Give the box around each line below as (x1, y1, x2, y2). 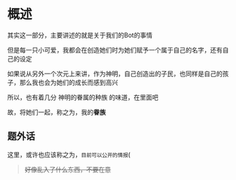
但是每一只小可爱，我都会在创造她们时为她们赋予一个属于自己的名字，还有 (7, 46, 223, 54)
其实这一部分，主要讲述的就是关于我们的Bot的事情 (7, 31, 153, 39)
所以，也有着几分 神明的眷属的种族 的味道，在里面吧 (7, 92, 159, 102)
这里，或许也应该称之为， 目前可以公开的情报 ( (7, 150, 131, 158)
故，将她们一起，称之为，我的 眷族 (7, 108, 106, 116)
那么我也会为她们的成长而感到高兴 (19, 78, 118, 86)
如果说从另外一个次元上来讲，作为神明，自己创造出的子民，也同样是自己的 (7, 69, 223, 78)
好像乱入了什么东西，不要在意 (24, 165, 111, 174)
